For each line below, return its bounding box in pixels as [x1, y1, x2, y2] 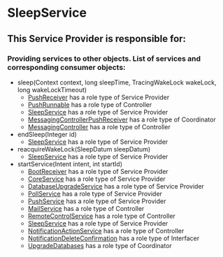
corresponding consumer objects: [7, 62, 126, 72]
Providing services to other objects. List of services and [7, 54, 201, 64]
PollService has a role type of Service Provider [27, 189, 163, 198]
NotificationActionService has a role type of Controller [27, 226, 185, 235]
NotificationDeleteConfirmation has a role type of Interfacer [27, 234, 200, 242]
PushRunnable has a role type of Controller [27, 100, 152, 109]
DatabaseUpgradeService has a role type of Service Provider [27, 182, 205, 190]
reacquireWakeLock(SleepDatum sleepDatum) [17, 145, 151, 153]
